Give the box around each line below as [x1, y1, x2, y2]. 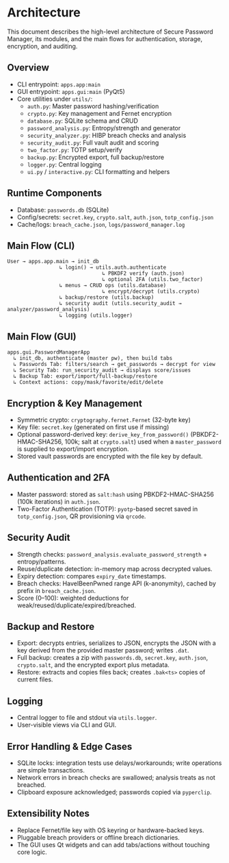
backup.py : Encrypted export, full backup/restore [27, 153, 165, 161]
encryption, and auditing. [7, 42, 78, 50]
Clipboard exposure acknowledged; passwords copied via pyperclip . [16, 788, 212, 797]
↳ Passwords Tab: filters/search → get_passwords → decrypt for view [13, 361, 215, 368]
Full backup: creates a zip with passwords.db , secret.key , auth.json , [16, 653, 208, 662]
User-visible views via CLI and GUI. [16, 721, 117, 729]
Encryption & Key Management [7, 398, 142, 409]
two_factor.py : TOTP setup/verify [27, 145, 123, 154]
